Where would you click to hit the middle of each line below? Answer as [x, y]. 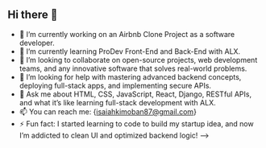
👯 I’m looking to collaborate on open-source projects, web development [138, 60]
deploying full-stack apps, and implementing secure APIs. [115, 85]
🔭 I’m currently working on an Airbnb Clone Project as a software [127, 34]
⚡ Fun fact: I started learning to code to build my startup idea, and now [137, 123]
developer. [37, 43]
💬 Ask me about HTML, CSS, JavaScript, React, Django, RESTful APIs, [135, 94]
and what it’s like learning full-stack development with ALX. [117, 102]
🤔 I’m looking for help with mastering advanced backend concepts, [130, 76]
